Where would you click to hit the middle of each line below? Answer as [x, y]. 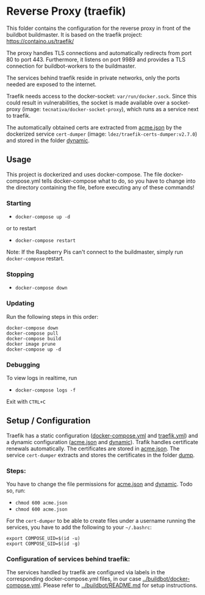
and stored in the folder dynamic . [48, 140]
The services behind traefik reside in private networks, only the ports [93, 78]
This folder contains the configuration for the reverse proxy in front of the [99, 28]
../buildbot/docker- [166, 579]
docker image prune [31, 344]
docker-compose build [34, 338]
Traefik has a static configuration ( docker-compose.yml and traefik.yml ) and [102, 436]
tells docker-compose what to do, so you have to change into [119, 181]
